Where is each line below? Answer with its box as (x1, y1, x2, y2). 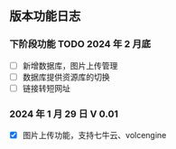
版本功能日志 (9, 8, 81, 24)
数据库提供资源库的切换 (22, 71, 110, 82)
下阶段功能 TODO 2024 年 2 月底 (9, 38, 152, 51)
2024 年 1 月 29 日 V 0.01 (9, 107, 119, 120)
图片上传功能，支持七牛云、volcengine (22, 130, 167, 141)
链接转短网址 (22, 82, 70, 93)
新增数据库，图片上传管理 (22, 60, 118, 70)
